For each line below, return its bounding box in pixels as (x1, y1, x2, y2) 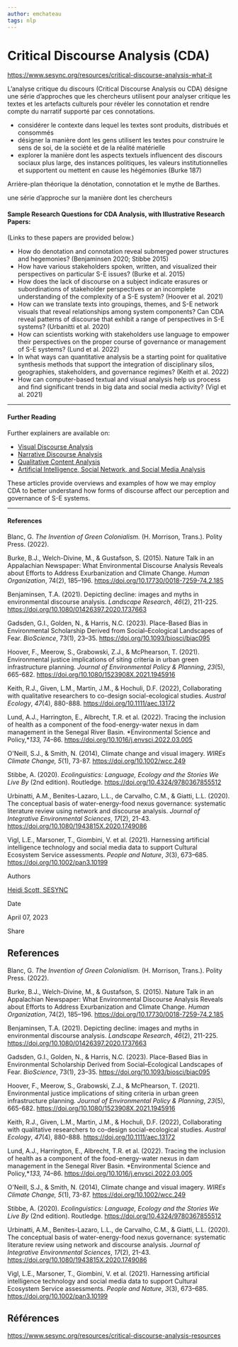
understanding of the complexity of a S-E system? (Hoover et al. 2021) (17, 292, 224, 301)
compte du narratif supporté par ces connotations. (7, 107, 155, 116)
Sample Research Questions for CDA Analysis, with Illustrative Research (7, 210, 225, 218)
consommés (17, 128, 55, 137)
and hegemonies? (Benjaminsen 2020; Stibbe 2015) (17, 255, 169, 263)
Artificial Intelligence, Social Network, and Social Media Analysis (17, 465, 205, 474)
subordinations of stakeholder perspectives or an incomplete (17, 284, 196, 293)
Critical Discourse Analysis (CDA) (7, 47, 210, 64)
